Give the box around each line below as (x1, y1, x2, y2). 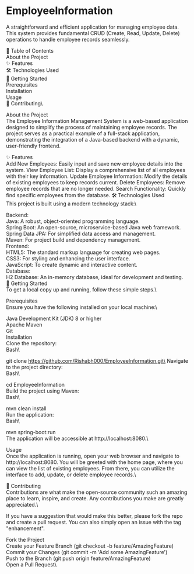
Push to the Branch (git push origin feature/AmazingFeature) (6, 555, 151, 562)
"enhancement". (6, 525, 45, 532)
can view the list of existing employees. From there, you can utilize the (6, 465, 175, 472)
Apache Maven (6, 321, 43, 328)
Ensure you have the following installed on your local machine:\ (6, 303, 157, 311)
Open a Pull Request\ (6, 561, 57, 568)
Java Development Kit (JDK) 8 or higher (6, 315, 102, 322)
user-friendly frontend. (6, 142, 61, 149)
